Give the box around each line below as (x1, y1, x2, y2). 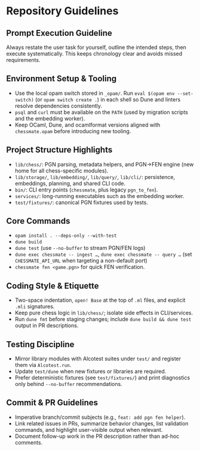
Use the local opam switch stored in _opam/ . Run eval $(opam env (14, 89, 175, 97)
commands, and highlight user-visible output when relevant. (14, 426, 163, 433)
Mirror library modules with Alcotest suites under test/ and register (14, 355, 181, 362)
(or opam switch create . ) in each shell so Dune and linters (35, 95, 181, 103)
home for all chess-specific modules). (14, 167, 109, 174)
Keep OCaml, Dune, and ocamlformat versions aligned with (14, 121, 161, 128)
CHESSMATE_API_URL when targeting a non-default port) (14, 257, 147, 264)
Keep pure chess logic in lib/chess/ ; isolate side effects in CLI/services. (14, 309, 193, 317)
